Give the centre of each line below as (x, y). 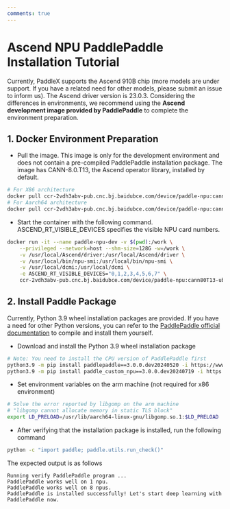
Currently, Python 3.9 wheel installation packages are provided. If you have (113, 318)
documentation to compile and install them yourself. (80, 333)
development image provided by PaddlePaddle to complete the (98, 110)
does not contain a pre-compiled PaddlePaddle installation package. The (119, 163)
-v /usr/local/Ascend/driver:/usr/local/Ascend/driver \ (102, 254)
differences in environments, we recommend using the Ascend (96, 103)
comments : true (29, 13)
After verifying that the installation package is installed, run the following (119, 430)
